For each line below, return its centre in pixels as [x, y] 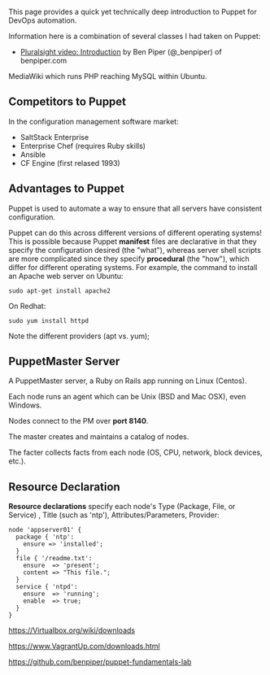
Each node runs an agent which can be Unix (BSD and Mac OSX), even [127, 397]
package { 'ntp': [45, 537]
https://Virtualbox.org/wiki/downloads [72, 630]
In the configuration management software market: [94, 121]
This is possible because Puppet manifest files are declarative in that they [133, 241]
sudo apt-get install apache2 [60, 291]
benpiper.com [44, 61]
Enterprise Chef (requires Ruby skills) [83, 146]
